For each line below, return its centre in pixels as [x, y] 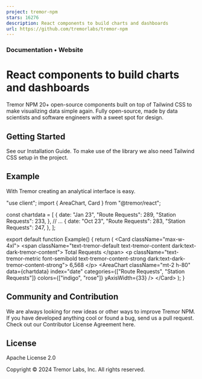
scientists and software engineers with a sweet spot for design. [85, 117]
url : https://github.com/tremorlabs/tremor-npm [67, 29]
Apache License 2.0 [31, 358]
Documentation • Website [45, 50]
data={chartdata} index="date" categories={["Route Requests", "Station [96, 271]
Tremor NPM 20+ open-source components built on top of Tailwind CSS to [99, 105]
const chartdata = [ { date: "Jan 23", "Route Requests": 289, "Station [91, 214]
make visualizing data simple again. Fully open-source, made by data [92, 111]
